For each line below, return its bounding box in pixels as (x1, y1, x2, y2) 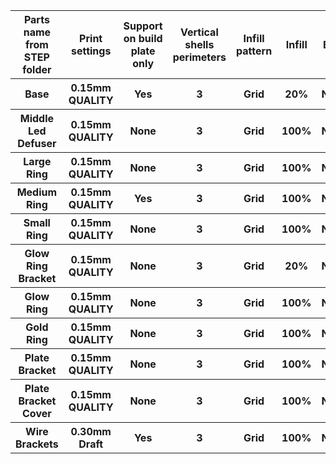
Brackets (15, 437, 59, 451)
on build (123, 32, 163, 45)
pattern (236, 44, 273, 58)
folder (22, 63, 52, 76)
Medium (16, 185, 58, 199)
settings (70, 44, 112, 58)
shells (184, 38, 215, 51)
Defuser (17, 137, 57, 150)
